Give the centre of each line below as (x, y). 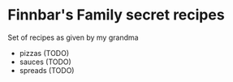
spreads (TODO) (47, 70)
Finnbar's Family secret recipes (116, 15)
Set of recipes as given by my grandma (73, 37)
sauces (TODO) (45, 62)
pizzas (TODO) (44, 53)
